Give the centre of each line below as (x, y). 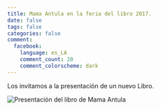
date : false (24, 20)
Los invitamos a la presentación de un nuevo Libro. (80, 85)
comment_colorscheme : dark (59, 66)
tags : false (24, 27)
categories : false (34, 33)
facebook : (28, 46)
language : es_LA (44, 53)
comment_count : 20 (47, 60)
